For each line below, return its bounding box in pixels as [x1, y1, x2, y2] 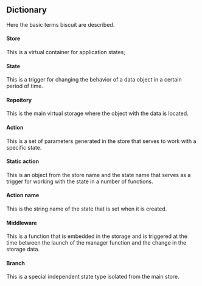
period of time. [6, 82, 44, 90]
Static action [6, 158, 40, 165]
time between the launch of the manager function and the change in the [6, 239, 187, 246]
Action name [6, 192, 40, 199]
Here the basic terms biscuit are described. [6, 21, 115, 28]
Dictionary [6, 5, 47, 15]
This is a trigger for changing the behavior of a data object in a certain [6, 76, 182, 83]
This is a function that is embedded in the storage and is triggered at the [6, 232, 187, 240]
